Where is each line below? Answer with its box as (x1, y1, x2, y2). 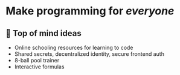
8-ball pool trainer (14, 57, 60, 64)
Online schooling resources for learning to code (14, 44, 133, 51)
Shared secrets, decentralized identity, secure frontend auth (14, 50, 164, 58)
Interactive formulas (14, 63, 65, 70)
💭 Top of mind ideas (5, 28, 82, 38)
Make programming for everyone (5, 4, 175, 18)
